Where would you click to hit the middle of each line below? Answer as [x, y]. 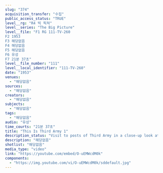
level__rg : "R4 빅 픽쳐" [29, 23]
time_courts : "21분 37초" [30, 126]
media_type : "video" [26, 149]
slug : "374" [17, 9]
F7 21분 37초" [18, 59]
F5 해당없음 [15, 50]
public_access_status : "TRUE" [36, 18]
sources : [14, 86]
